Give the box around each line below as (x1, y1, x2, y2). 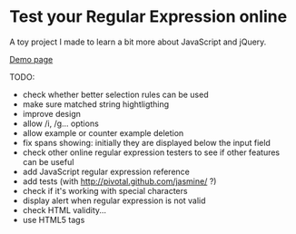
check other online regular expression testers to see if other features (22, 147, 280, 158)
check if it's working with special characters (22, 185, 188, 196)
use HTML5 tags (22, 214, 85, 225)
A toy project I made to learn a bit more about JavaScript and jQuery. (9, 36, 267, 47)
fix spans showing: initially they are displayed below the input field (22, 137, 271, 148)
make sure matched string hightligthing (22, 98, 170, 110)
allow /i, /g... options (22, 118, 100, 129)
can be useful (22, 156, 74, 167)
